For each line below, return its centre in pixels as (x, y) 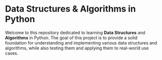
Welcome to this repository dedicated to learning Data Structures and (75, 32)
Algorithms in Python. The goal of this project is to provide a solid (71, 38)
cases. (12, 53)
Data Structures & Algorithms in (71, 9)
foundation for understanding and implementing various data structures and (81, 43)
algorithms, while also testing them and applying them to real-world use (77, 48)
